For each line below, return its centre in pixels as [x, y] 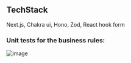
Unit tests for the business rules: [56, 40]
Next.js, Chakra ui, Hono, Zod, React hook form [65, 24]
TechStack [27, 10]
